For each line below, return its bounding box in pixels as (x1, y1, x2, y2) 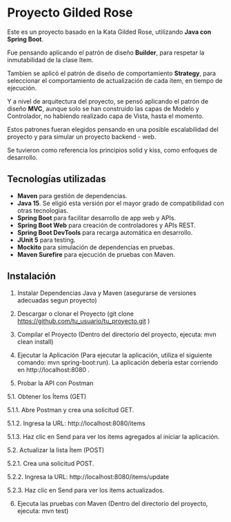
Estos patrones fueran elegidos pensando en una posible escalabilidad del (7, 125, 219, 133)
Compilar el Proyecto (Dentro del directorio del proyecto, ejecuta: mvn (17, 330, 217, 338)
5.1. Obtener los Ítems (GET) (7, 392, 87, 400)
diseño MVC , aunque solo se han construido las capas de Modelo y (7, 104, 200, 113)
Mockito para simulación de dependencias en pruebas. (17, 243, 174, 251)
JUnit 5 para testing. (17, 235, 76, 244)
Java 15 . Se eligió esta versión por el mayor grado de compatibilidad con (17, 199, 224, 207)
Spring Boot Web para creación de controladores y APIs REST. (17, 221, 197, 229)
